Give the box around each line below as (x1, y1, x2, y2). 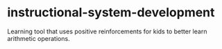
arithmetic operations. (7, 34, 71, 42)
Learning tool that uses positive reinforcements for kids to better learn (7, 27, 207, 35)
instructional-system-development (7, 5, 215, 20)
